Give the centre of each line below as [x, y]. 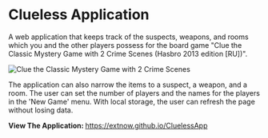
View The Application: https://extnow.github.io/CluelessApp [108, 125]
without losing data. [41, 110]
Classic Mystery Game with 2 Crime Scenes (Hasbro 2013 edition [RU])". [128, 53]
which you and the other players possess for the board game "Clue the [125, 45]
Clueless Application [79, 15]
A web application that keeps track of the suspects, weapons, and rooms [129, 37]
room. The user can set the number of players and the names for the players [134, 93]
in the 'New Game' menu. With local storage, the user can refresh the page [132, 101]
